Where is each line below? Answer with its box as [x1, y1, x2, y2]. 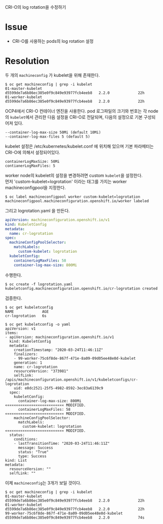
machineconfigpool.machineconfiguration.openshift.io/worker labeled [5, 198, 149, 203]
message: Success [18, 445, 54, 450]
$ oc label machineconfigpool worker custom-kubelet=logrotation [5, 194, 140, 199]
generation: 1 [14, 360, 42, 365]
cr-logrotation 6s [5, 313, 47, 318]
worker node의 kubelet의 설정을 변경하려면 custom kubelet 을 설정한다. [5, 172, 143, 178]
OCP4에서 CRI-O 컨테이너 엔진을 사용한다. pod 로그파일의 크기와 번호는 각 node [5, 108, 159, 114]
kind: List [5, 458, 27, 463]
